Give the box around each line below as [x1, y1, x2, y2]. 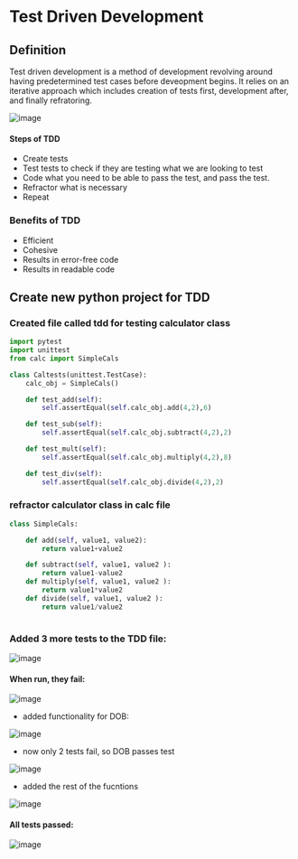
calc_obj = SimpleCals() [25, 378, 119, 387]
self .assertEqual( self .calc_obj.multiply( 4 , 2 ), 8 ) [42, 453, 232, 462]
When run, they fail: [9, 673, 86, 684]
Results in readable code [22, 264, 116, 275]
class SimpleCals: [9, 519, 79, 528]
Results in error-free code [22, 254, 119, 265]
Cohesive [22, 244, 59, 255]
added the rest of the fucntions [22, 781, 138, 792]
